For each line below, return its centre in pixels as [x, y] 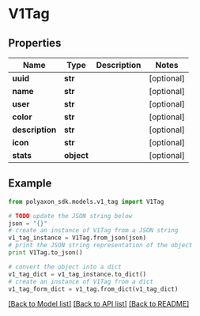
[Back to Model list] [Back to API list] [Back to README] [99, 304]
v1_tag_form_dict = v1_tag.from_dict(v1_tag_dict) [93, 289]
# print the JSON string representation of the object [100, 246]
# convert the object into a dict [65, 267]
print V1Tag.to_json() [45, 253]
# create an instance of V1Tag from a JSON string [93, 231]
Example [30, 184]
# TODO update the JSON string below [70, 216]
